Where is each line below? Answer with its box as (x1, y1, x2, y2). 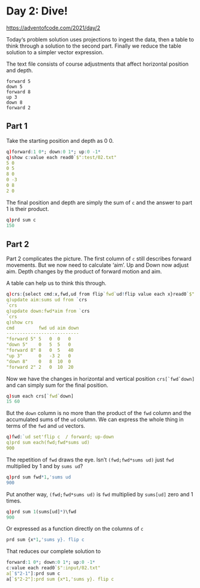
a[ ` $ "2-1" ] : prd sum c (6, 571, 61, 577)
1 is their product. (6, 205, 49, 212)
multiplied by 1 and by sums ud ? (6, 462, 83, 469)
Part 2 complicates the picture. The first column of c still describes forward (6, 255, 192, 263)
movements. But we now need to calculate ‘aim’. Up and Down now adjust (6, 261, 189, 269)
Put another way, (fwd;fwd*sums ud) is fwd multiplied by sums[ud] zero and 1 (6, 490, 193, 498)
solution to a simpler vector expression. (6, 48, 104, 55)
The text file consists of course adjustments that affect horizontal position (6, 60, 189, 67)
